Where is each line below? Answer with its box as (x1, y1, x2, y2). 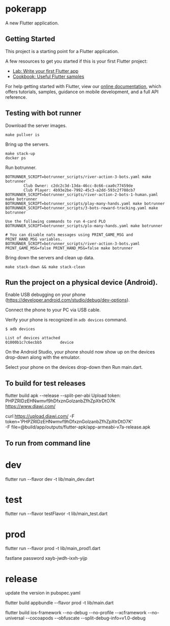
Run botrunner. (5, 164, 37, 171)
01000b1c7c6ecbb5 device (5, 340, 74, 345)
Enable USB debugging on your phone (5, 291, 86, 298)
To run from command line (5, 439, 91, 447)
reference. (5, 94, 27, 100)
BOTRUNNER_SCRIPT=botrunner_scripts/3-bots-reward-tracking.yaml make (5, 205, 158, 210)
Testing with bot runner (5, 109, 81, 118)
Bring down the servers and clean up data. (5, 254, 95, 260)
